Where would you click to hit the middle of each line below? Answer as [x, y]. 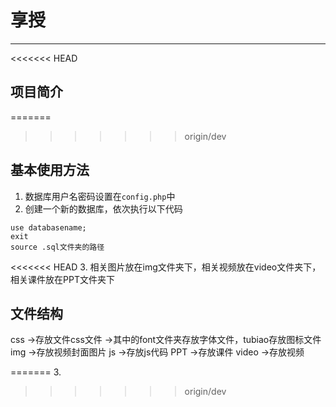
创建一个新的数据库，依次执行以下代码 [103, 208]
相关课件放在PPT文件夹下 [62, 279]
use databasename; [48, 227]
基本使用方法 [50, 170]
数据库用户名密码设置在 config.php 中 [100, 196]
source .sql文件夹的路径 [57, 247]
